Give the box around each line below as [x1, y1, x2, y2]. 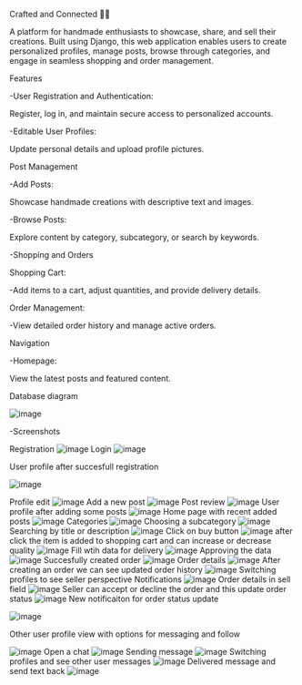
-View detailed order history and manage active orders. [9, 320, 216, 331]
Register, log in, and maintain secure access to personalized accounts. [9, 108, 274, 118]
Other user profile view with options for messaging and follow [9, 629, 241, 639]
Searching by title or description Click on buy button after [9, 526, 293, 537]
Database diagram [9, 391, 79, 401]
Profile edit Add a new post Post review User [9, 496, 280, 507]
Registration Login [9, 444, 112, 455]
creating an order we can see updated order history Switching [9, 565, 277, 575]
